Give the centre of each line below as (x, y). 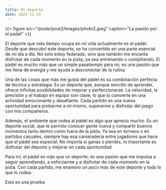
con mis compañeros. (27, 111)
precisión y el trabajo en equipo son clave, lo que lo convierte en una (76, 95)
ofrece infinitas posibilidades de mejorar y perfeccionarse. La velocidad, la (81, 90)
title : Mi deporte (24, 10)
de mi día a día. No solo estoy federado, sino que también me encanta (77, 54)
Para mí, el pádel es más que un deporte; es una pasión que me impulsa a (81, 156)
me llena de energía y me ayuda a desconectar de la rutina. (66, 69)
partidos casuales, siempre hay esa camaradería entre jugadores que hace (82, 136)
